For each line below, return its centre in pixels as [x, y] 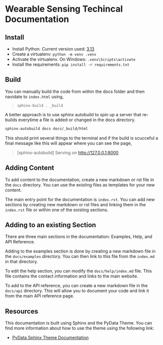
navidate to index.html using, [35, 96]
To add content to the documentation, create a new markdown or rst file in [80, 180]
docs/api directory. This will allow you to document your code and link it [77, 291]
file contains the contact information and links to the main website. [72, 276]
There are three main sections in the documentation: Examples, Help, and [79, 236]
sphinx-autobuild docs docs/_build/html [47, 128]
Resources [22, 311]
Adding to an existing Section [51, 225]
